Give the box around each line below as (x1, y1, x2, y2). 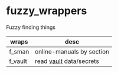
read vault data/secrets (34, 57, 99, 65)
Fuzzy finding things (6, 24, 56, 31)
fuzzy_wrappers (6, 4, 87, 18)
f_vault (9, 57, 28, 65)
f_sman (9, 47, 29, 55)
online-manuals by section (34, 47, 110, 55)
